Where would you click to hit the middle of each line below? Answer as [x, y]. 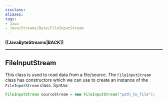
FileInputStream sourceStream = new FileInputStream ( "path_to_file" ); [80, 94]
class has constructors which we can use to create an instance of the [77, 80]
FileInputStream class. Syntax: [37, 85]
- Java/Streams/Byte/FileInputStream [44, 28]
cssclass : [15, 10]
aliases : [14, 14]
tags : [11, 19]
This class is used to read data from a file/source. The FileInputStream [78, 75]
